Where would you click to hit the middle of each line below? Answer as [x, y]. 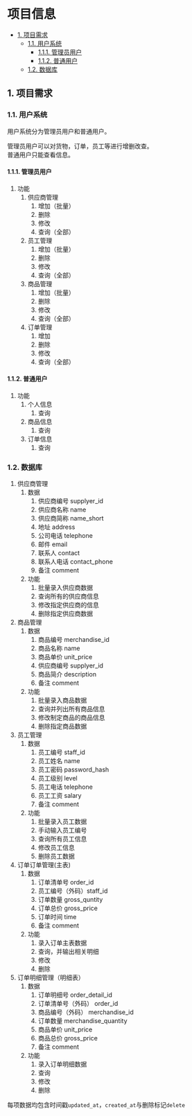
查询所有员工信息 [62, 839]
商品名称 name [59, 648]
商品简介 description [67, 674]
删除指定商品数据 [62, 726]
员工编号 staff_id [61, 752]
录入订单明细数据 [62, 1064]
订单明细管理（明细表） [51, 977]
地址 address [56, 527]
